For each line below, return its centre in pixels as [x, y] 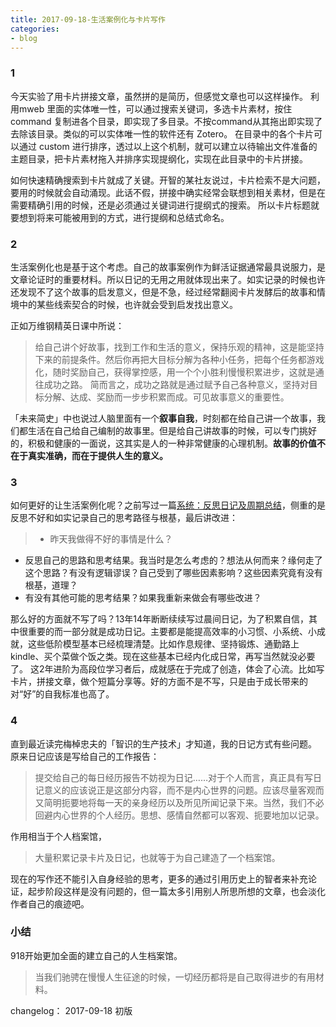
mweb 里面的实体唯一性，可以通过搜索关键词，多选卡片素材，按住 [155, 108]
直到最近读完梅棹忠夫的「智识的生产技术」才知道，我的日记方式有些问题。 [163, 743]
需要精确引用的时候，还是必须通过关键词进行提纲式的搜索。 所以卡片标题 [160, 205]
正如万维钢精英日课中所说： [67, 325]
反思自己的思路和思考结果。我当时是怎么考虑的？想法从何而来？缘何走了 [173, 560]
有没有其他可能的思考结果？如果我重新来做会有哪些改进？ [143, 598]
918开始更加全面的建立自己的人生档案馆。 [96, 955]
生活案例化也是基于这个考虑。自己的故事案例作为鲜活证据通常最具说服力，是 [168, 267]
